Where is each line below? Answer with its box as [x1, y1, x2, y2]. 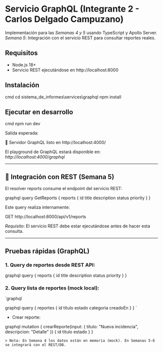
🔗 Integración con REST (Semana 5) [5, 173, 114, 181]
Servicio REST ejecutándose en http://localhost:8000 [12, 67, 119, 73]
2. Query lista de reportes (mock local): [5, 285, 99, 291]
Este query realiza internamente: [5, 205, 70, 210]
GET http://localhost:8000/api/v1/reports [5, 214, 86, 220]
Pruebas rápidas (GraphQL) [5, 247, 90, 255]
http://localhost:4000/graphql [5, 154, 65, 160]
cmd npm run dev [5, 121, 40, 127]
